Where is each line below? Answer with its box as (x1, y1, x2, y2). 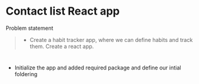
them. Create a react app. (29, 43, 94, 50)
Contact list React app (5, 4, 120, 18)
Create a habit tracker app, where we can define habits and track (29, 36, 193, 43)
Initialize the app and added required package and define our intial (14, 64, 181, 71)
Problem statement (5, 24, 54, 32)
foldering (14, 71, 38, 78)
